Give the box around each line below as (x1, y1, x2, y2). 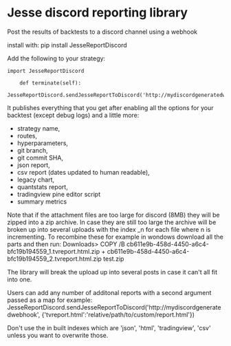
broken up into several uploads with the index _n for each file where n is (7, 225, 211, 233)
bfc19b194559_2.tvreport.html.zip (7, 255, 102, 263)
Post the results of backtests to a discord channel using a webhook (7, 28, 198, 36)
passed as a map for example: (7, 296, 93, 304)
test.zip (102, 255, 124, 263)
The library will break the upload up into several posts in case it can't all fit (7, 268, 218, 276)
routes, (16, 131, 38, 140)
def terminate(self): (19, 79, 81, 87)
